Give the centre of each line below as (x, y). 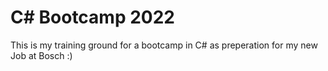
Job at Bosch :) (41, 55)
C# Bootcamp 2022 (92, 17)
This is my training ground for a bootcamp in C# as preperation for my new (164, 45)
